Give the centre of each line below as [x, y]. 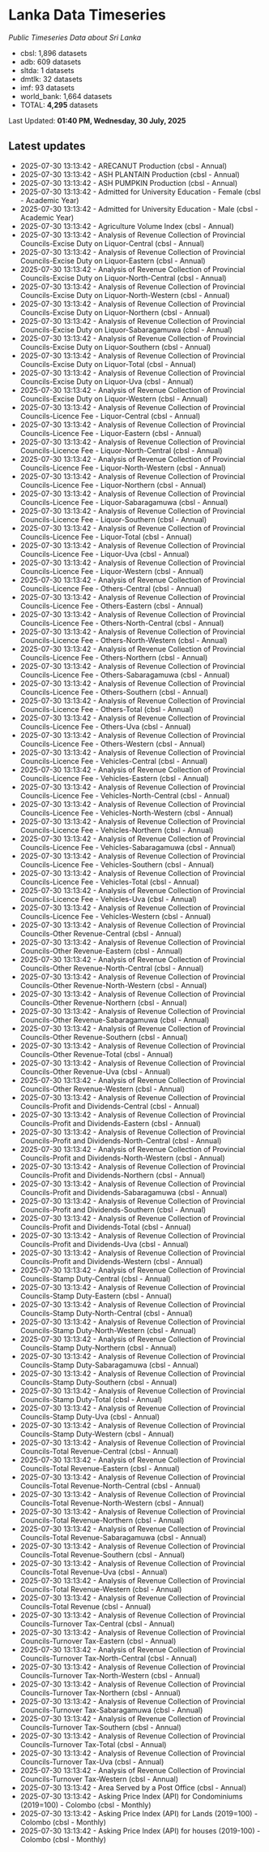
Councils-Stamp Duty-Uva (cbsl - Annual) [90, 1416]
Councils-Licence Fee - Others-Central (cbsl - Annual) [111, 588]
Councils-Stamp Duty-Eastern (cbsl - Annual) [96, 1296]
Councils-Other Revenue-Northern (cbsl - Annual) [104, 1002]
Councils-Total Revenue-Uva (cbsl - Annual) [94, 1572]
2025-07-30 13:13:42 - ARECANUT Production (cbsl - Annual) [124, 166]
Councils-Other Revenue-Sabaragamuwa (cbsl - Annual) [115, 1020]
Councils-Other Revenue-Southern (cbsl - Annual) [104, 1037]
